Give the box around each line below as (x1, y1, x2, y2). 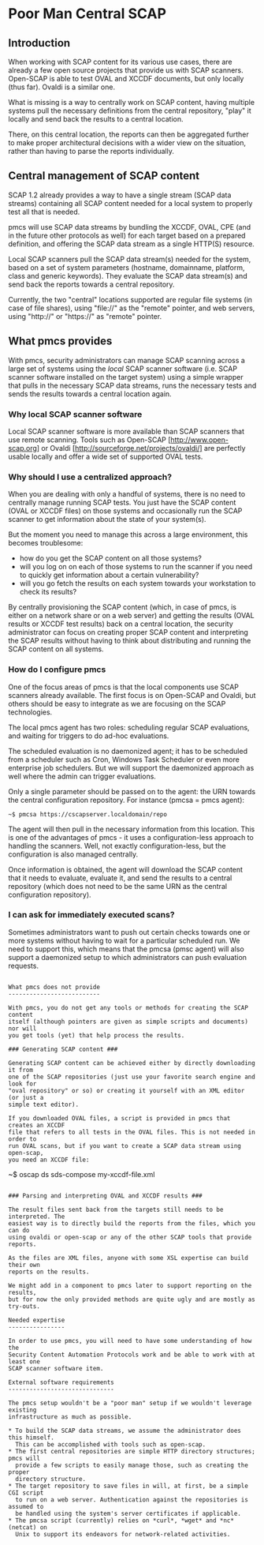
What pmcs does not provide (8, 983, 101, 991)
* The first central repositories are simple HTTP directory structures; (8, 1447, 256, 1455)
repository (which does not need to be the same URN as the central (8, 881, 227, 891)
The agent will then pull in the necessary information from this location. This (8, 824, 255, 834)
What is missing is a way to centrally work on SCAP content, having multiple (8, 98, 255, 107)
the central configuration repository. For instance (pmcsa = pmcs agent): (8, 795, 245, 804)
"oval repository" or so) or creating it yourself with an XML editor (8, 1086, 245, 1094)
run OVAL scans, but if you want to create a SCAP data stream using (8, 1142, 242, 1149)
